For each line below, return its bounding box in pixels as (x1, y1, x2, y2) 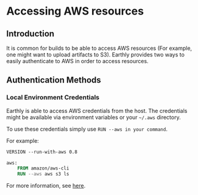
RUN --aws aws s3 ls (17, 171, 69, 177)
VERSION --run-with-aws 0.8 (6, 149, 78, 155)
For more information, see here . (6, 182, 86, 190)
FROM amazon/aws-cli (17, 165, 69, 171)
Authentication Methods (6, 75, 102, 86)
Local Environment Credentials (6, 93, 100, 101)
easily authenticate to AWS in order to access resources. (6, 58, 149, 64)
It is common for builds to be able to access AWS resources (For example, (6, 44, 193, 52)
